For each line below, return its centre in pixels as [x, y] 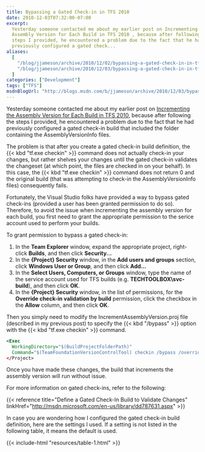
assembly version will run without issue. [56, 376]
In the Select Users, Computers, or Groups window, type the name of [103, 273]
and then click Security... [80, 253]
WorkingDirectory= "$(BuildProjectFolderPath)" [72, 346]
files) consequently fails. [37, 185]
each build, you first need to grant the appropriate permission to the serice [100, 217]
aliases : [17, 52]
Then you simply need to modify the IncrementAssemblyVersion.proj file [97, 317]
